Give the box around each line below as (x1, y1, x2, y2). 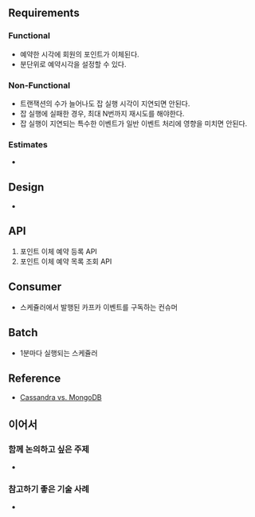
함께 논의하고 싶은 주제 (8, 444, 90, 455)
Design (8, 180, 45, 194)
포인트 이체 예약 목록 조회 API (19, 257, 112, 266)
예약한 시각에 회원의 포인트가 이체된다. (19, 49, 139, 59)
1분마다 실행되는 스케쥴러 (19, 348, 98, 358)
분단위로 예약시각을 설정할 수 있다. (19, 59, 127, 69)
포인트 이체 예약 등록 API (19, 246, 97, 256)
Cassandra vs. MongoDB (19, 393, 102, 402)
